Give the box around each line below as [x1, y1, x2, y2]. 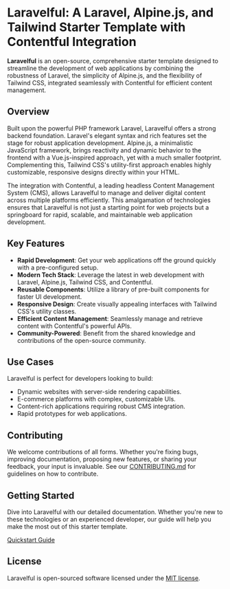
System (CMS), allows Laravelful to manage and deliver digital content [7, 188, 206, 197]
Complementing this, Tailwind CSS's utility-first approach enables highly [7, 160, 211, 169]
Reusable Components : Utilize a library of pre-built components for [16, 285, 209, 293]
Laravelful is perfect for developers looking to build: [7, 375, 153, 383]
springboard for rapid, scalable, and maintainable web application [7, 210, 193, 219]
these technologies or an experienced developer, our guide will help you [7, 515, 211, 523]
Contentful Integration [7, 34, 137, 49]
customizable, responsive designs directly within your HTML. [7, 168, 180, 176]
